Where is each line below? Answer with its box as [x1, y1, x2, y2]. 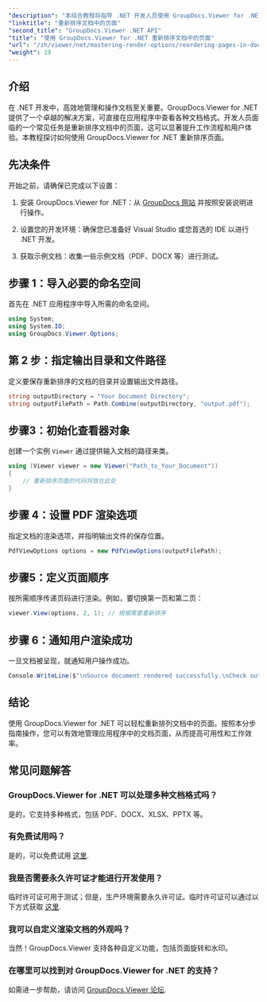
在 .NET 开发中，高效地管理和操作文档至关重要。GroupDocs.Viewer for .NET [8, 103, 258, 112]
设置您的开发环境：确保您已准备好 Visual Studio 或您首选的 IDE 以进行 [19, 224, 249, 234]
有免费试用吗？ [8, 831, 66, 842]
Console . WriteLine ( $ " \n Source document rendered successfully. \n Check [8, 672, 247, 680]
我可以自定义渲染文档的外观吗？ [8, 924, 131, 935]
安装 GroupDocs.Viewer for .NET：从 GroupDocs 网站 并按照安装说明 [19, 197, 246, 207]
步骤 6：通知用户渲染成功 [8, 633, 133, 647]
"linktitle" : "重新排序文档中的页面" [8, 19, 122, 27]
